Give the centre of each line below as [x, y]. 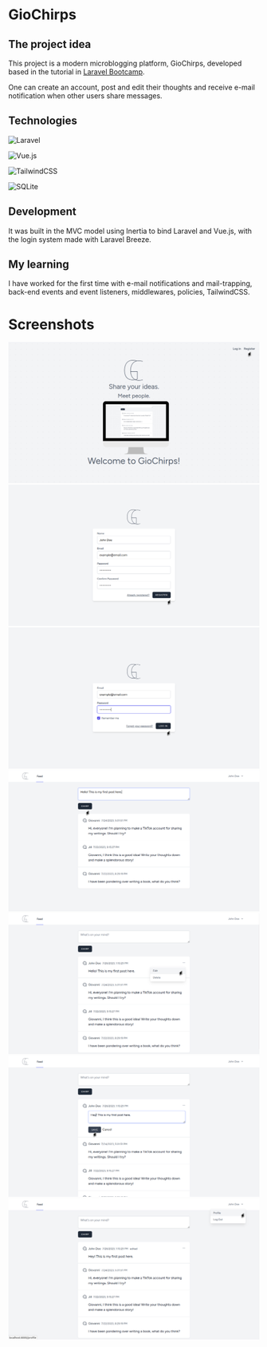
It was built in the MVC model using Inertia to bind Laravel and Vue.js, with [130, 231]
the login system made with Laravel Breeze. [80, 239]
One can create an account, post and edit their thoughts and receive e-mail [132, 87]
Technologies [43, 121]
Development [43, 212]
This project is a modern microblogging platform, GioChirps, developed [125, 63]
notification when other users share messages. [85, 96]
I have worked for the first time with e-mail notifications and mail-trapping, [130, 283]
